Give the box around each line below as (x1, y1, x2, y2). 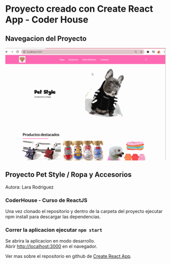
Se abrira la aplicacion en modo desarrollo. (5, 238, 95, 244)
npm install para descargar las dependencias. (5, 214, 101, 220)
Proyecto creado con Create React (5, 3, 154, 15)
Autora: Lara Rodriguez (5, 184, 54, 190)
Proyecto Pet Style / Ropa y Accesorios (5, 170, 132, 179)
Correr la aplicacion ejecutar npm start (5, 226, 103, 233)
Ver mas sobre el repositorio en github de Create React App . (5, 253, 132, 259)
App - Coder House (5, 14, 89, 25)
